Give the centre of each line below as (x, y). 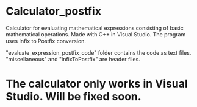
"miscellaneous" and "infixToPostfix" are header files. (73, 59)
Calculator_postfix (54, 11)
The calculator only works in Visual (97, 84)
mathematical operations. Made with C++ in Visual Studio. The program (96, 34)
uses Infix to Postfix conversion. (46, 41)
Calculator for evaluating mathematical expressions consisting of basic (95, 28)
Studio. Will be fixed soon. (73, 97)
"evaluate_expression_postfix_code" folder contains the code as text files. (99, 52)
